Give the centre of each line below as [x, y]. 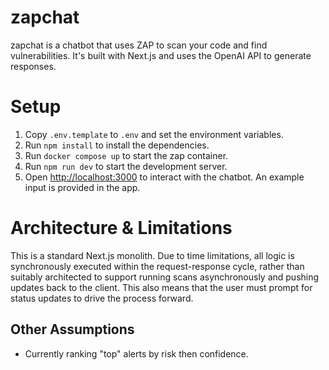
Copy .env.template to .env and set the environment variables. [154, 134]
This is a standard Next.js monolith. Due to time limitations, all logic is [152, 255]
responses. [33, 66]
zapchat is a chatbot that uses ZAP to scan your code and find [139, 45]
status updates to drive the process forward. [102, 298]
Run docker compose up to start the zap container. [126, 155]
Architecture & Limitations [121, 228]
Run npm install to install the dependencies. [117, 145]
